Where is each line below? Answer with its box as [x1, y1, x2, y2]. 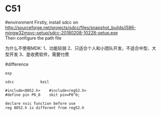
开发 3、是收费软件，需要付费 [9, 51, 70, 57]
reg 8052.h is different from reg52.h [5, 105, 84, 110]
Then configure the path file [5, 35, 62, 41]
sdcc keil [5, 79, 50, 84]
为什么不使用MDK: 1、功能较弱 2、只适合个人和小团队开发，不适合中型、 [5, 45, 152, 51]
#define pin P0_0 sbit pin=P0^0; [5, 92, 80, 97]
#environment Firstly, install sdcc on [5, 19, 79, 25]
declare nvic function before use [5, 101, 76, 106]
